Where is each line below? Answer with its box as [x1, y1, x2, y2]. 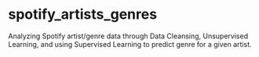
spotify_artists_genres [8, 5, 158, 23]
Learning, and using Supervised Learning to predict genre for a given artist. [8, 39, 253, 48]
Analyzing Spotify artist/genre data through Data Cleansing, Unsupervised [8, 31, 249, 41]
